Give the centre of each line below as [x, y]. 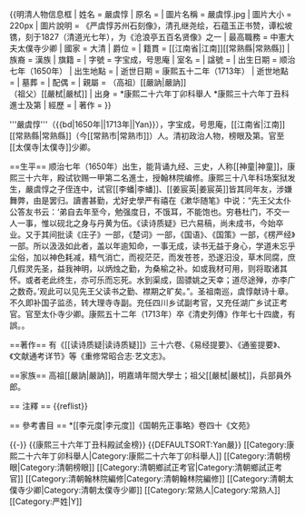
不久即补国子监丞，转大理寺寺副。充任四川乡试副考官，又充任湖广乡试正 [144, 303]
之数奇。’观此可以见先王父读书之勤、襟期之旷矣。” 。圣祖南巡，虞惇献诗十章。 [151, 291]
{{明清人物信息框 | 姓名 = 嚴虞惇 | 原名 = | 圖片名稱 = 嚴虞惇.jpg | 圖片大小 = [151, 14]
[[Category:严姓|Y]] [46, 501]
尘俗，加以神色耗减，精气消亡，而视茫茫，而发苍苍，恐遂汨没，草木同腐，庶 [152, 257]
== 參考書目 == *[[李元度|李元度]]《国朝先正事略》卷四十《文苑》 [132, 425]
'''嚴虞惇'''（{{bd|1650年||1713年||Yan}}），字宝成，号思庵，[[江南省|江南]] [148, 124]
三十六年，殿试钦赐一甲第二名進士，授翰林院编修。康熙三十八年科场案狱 [152, 178]
